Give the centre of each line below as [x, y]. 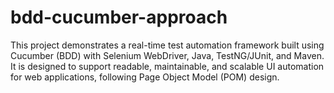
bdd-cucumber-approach [119, 17]
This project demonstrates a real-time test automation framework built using [167, 45]
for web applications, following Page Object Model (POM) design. [145, 77]
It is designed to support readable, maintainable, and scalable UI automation [167, 66]
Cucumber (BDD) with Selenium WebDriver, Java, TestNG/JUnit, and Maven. [167, 55]
